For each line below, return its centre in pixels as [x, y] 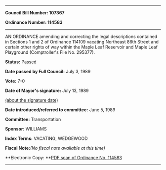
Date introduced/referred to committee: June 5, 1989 [60, 110]
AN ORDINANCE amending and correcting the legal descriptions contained [81, 37]
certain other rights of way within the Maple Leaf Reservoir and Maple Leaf [82, 47]
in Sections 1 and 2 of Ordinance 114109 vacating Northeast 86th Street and [82, 42]
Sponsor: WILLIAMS [26, 129]
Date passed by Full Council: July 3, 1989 [48, 71]
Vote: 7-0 [15, 81]
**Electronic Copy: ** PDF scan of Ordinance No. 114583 [63, 158]
